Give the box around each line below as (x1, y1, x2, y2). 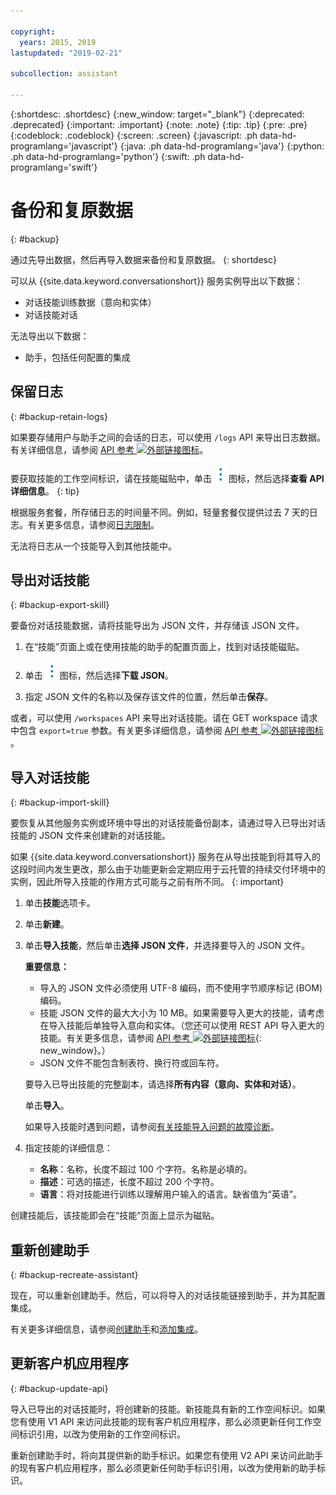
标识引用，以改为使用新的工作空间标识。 (18, 1428, 186, 1440)
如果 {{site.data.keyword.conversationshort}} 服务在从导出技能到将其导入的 (10, 851, 322, 863)
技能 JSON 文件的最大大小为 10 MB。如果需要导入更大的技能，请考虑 (39, 1007, 325, 1019)
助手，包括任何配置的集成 (24, 351, 131, 363)
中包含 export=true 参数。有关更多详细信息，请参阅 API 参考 (10, 725, 259, 737)
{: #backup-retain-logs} (10, 410, 108, 422)
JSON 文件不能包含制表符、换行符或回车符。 (39, 1057, 225, 1069)
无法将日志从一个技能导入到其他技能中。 (10, 540, 177, 552)
